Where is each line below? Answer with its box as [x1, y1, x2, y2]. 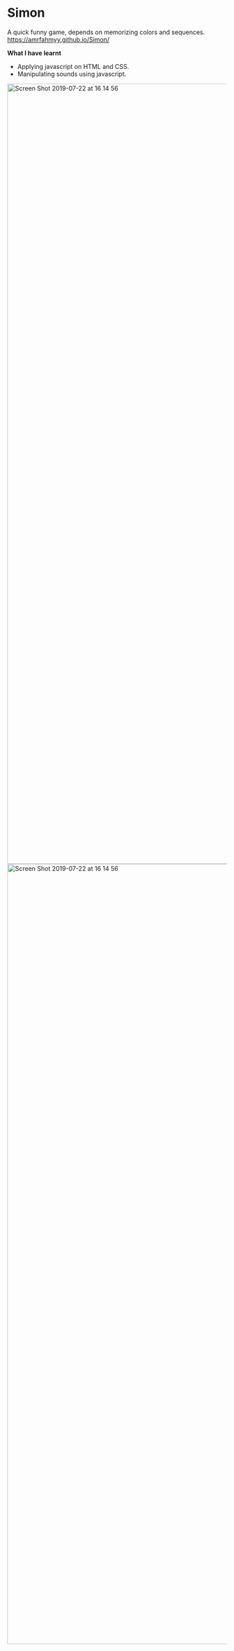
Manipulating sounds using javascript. [17, 70, 127, 78]
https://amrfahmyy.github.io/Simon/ [7, 35, 110, 43]
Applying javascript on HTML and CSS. [17, 62, 130, 70]
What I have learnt [7, 49, 61, 57]
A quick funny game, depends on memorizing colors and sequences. [7, 28, 205, 36]
